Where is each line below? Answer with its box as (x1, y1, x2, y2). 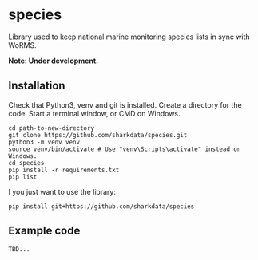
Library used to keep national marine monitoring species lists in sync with (8, 32, 250, 41)
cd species (8, 159, 45, 167)
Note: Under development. (8, 56, 98, 65)
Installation (8, 79, 65, 93)
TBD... (8, 245, 30, 253)
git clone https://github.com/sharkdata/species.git (8, 131, 188, 139)
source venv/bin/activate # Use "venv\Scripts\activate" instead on (8, 145, 241, 153)
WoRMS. (8, 40, 38, 49)
